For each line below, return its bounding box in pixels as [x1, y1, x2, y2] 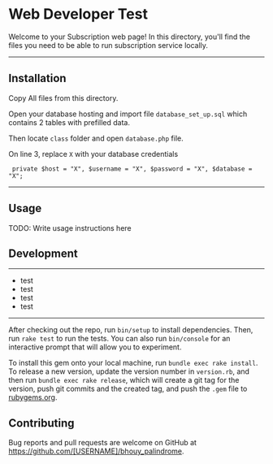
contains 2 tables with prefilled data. [8, 117, 131, 127]
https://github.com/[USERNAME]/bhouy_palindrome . [8, 446, 184, 456]
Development [8, 246, 79, 260]
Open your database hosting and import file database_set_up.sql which [8, 109, 248, 119]
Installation [8, 72, 67, 85]
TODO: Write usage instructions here [8, 223, 132, 232]
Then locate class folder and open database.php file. [8, 133, 184, 143]
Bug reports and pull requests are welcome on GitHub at [8, 438, 197, 448]
